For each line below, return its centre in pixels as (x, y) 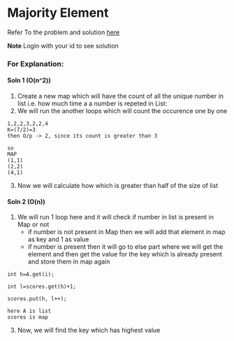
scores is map (28, 317)
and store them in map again (69, 262)
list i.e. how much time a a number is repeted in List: (92, 103)
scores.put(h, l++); (37, 299)
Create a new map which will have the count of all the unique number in (120, 96)
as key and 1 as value (58, 240)
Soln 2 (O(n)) (26, 201)
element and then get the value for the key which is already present (125, 254)
